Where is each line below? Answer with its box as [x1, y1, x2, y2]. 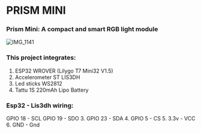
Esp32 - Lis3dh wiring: [6, 101, 74, 110]
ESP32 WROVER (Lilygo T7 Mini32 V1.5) [14, 67, 113, 74]
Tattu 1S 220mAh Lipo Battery [14, 86, 89, 93]
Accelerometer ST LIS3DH [14, 73, 80, 81]
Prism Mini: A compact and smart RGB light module [6, 25, 158, 34]
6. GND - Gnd [6, 121, 40, 129]
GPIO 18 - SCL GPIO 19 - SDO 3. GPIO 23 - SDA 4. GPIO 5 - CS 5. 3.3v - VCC [6, 115, 196, 122]
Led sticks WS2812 [14, 80, 62, 87]
